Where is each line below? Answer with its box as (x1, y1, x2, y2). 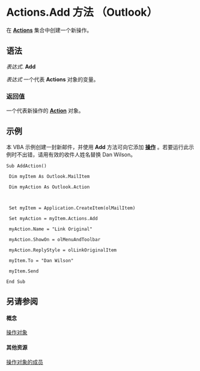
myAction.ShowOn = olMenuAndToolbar (8, 236, 101, 242)
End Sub (6, 278, 26, 284)
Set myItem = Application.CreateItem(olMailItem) (8, 205, 136, 211)
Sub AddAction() (6, 163, 47, 169)
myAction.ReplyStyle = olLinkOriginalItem (8, 247, 117, 253)
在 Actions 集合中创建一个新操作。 (6, 26, 92, 34)
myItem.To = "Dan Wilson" (8, 257, 74, 263)
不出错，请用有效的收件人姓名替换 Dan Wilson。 (16, 151, 136, 158)
